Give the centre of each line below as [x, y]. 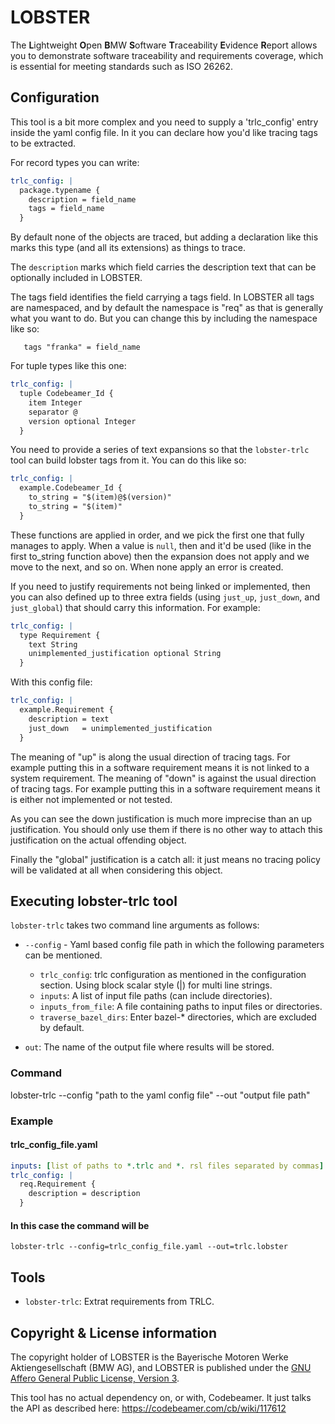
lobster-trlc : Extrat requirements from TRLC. [119, 1302]
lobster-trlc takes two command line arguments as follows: [135, 925]
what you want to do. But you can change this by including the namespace [164, 318]
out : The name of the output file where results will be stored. [149, 1047]
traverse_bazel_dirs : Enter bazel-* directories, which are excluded [178, 1017]
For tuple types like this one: [68, 366]
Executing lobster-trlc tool [94, 901]
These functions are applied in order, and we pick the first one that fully [157, 535]
